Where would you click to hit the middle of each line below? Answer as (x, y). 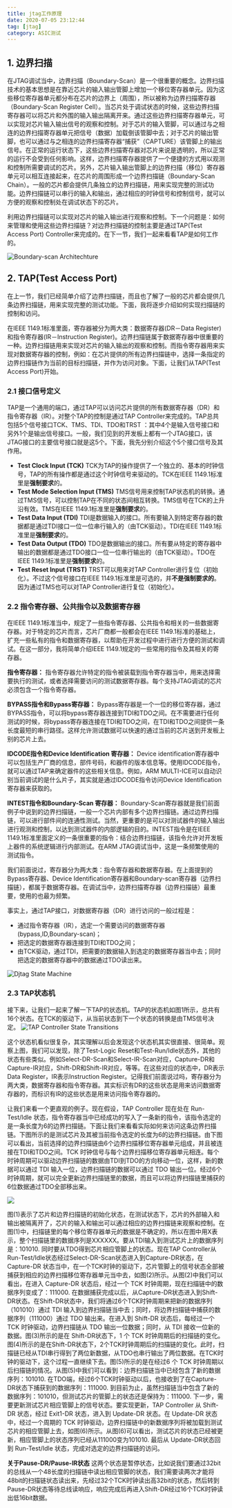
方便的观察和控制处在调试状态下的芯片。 (65, 202)
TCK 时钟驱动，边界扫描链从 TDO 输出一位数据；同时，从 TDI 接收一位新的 (114, 1327)
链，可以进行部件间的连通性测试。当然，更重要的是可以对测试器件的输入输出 (116, 821)
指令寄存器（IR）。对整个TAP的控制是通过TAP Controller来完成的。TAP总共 (113, 416)
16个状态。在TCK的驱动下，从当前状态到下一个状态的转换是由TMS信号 (108, 1018)
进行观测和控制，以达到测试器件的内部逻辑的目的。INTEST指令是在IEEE (109, 829)
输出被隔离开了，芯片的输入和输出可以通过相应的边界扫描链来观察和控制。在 (116, 1223)
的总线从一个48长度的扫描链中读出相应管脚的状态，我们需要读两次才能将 (111, 1471)
